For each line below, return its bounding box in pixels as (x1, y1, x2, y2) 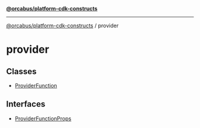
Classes (6, 66, 37, 76)
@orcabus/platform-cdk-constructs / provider (6, 22, 119, 29)
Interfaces (6, 99, 46, 109)
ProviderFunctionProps (14, 115, 71, 122)
